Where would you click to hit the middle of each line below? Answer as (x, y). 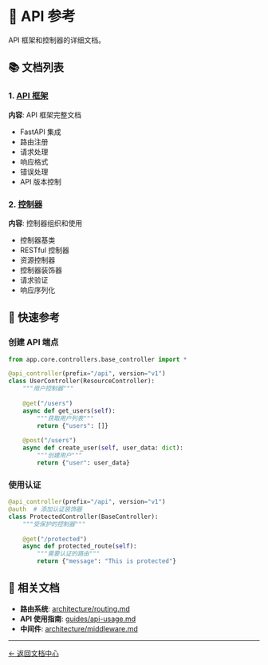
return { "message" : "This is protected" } (107, 561)
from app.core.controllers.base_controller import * (98, 359)
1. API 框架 (28, 96)
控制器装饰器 (41, 270)
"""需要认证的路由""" (69, 554)
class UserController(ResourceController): (82, 381)
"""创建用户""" (59, 456)
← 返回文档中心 (34, 653)
